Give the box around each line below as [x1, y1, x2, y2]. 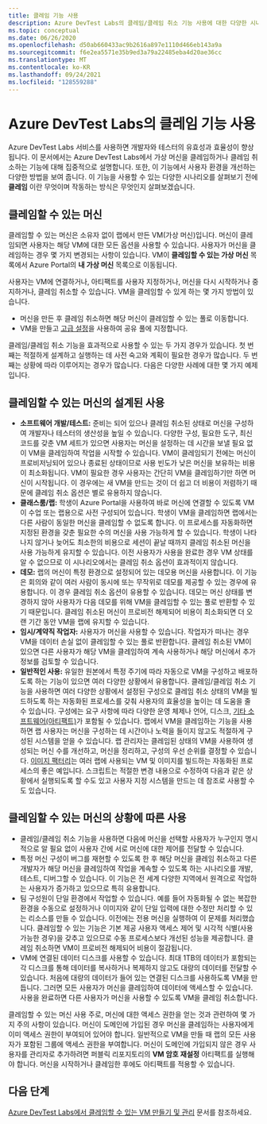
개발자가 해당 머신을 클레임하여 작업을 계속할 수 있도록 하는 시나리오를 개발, [19, 863, 253, 873]
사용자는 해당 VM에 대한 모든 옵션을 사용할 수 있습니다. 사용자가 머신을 [29, 240, 248, 250]
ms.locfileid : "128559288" [8, 78, 98, 86]
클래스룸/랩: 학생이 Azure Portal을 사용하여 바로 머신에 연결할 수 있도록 [19, 498, 242, 508]
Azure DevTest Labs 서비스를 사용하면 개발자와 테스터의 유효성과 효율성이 [8, 142, 240, 152]
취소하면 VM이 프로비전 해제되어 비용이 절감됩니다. [34, 943, 192, 952]
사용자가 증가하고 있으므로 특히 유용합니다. [28, 883, 161, 893]
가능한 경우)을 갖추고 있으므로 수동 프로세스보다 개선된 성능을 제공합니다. [19, 933, 246, 942]
